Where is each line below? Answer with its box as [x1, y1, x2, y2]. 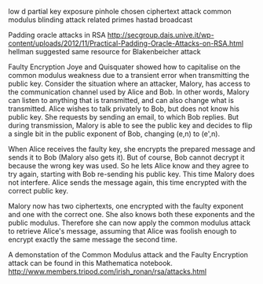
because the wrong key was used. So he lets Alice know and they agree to [8, 161, 250, 170]
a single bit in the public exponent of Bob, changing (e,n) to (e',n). [8, 129, 221, 138]
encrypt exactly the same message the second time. [8, 235, 178, 244]
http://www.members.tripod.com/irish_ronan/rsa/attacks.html [8, 267, 207, 276]
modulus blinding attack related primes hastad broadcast [8, 15, 193, 24]
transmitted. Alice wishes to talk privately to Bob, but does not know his [8, 104, 239, 113]
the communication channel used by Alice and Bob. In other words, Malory [8, 87, 250, 97]
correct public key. [8, 186, 69, 195]
